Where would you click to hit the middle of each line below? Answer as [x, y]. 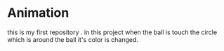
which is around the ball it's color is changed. [73, 39]
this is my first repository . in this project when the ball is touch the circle [112, 32]
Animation [38, 13]
